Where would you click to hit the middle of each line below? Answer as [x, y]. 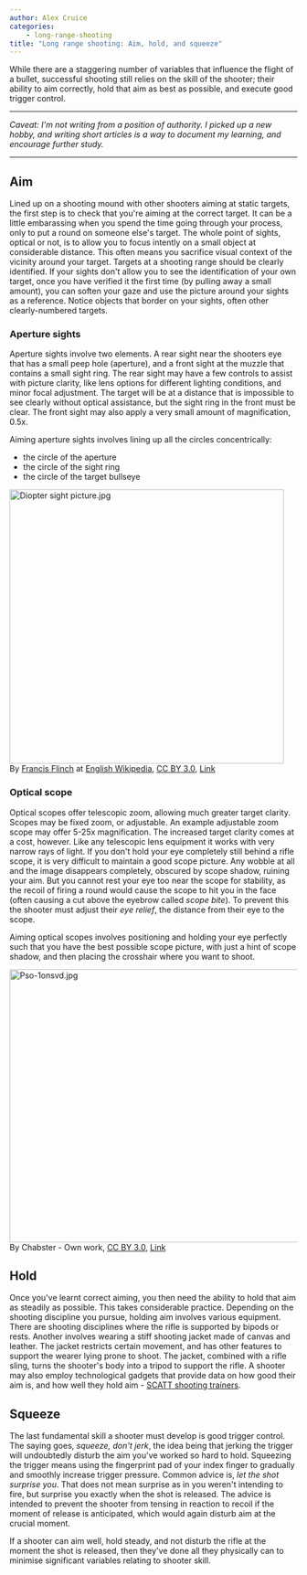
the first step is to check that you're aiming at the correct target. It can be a [151, 213]
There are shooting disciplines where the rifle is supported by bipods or [144, 1327]
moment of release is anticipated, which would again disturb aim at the [143, 1514]
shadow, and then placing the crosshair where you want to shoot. [132, 956]
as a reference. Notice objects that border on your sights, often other [139, 301]
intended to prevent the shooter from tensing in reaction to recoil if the [142, 1504]
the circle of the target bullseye [81, 477]
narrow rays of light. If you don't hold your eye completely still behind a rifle [152, 851]
